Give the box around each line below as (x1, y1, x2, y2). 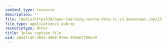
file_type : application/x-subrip (5, 21, 75, 26)
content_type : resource (5, 7, 55, 12)
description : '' (5, 12, 39, 17)
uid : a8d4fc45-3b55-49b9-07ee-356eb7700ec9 (5, 35, 97, 40)
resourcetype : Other (5, 26, 48, 31)
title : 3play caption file (5, 30, 61, 35)
